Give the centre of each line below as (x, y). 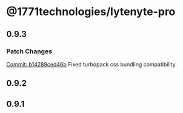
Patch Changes (29, 51)
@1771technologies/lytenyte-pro (91, 12)
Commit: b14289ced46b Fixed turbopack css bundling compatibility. (92, 64)
